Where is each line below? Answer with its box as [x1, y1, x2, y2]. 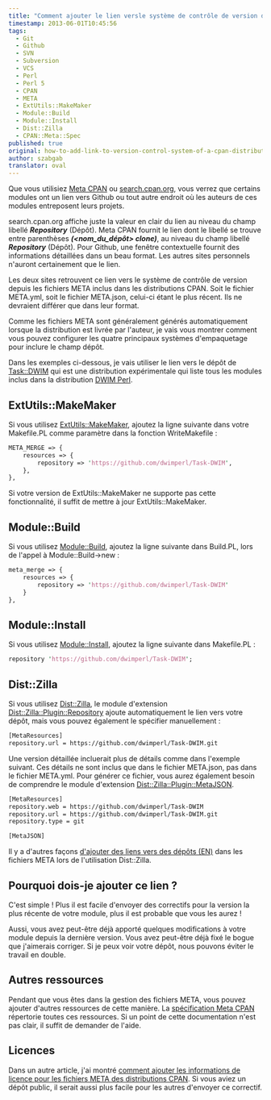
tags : [8, 27, 27, 35]
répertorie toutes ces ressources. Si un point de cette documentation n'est [8, 1011, 256, 1021]
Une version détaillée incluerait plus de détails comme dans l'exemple [8, 753, 240, 763]
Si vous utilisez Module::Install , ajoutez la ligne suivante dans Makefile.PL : [8, 640, 256, 649]
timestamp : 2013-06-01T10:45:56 [8, 19, 117, 27]
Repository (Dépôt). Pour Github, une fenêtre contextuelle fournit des [8, 243, 240, 252]
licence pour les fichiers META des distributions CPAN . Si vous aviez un [8, 1073, 247, 1083]
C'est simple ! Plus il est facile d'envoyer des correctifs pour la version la [8, 900, 250, 910]
